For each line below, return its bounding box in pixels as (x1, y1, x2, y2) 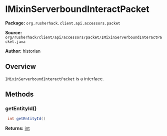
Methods (5, 90, 34, 99)
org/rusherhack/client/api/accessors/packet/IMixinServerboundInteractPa (5, 35, 162, 40)
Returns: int (5, 126, 30, 132)
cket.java (5, 39, 26, 44)
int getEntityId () (7, 116, 46, 122)
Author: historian (5, 48, 41, 54)
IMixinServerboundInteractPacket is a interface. (5, 76, 104, 82)
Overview (5, 62, 36, 71)
